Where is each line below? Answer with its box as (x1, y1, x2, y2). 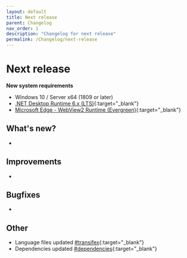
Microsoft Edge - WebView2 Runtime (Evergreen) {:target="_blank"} (14, 106, 181, 113)
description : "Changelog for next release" (6, 31, 117, 37)
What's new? (6, 124, 57, 134)
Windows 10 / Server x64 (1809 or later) (14, 93, 114, 100)
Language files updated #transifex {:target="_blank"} (14, 239, 145, 246)
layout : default (6, 8, 47, 15)
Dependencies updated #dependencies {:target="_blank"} (14, 245, 157, 253)
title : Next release (6, 14, 58, 20)
